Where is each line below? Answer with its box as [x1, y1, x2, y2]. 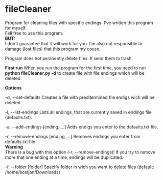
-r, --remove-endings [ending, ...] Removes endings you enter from [5, 133, 140, 139]
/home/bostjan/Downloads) [5, 169, 60, 175]
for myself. [5, 25, 27, 30]
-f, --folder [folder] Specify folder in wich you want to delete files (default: [5, 164, 154, 170]
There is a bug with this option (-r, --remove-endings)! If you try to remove [5, 149, 156, 155]
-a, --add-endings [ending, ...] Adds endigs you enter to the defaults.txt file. [5, 124, 158, 130]
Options [5, 85, 22, 90]
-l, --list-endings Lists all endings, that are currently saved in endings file [5, 109, 152, 115]
